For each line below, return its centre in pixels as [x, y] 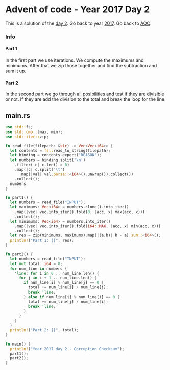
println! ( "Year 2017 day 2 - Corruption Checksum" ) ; [67, 349]
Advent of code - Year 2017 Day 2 [78, 9]
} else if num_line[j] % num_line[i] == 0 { [72, 297]
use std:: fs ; [19, 127]
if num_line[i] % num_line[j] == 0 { [64, 283]
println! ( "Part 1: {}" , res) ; [42, 241]
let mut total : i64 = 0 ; [36, 263]
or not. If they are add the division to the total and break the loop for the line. [86, 99]
